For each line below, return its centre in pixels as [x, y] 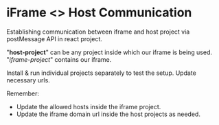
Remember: [23, 93]
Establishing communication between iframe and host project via [98, 32]
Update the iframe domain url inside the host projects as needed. [108, 114]
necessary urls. [28, 80]
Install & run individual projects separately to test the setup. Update [101, 73]
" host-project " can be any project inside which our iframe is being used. [109, 52]
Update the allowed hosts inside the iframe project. [89, 106]
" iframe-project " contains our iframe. [59, 59]
